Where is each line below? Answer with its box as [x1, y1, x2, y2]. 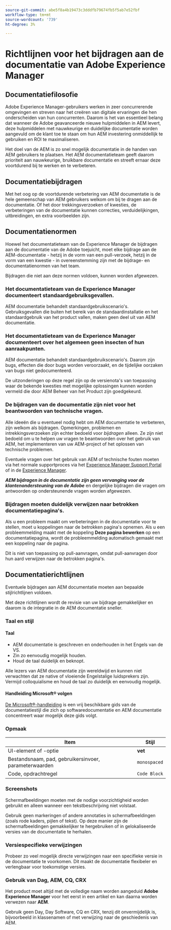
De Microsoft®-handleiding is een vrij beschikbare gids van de [5, 702, 136, 708]
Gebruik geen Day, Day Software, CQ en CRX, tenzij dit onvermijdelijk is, [5, 909, 157, 915]
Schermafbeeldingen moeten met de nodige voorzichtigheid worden [5, 797, 149, 803]
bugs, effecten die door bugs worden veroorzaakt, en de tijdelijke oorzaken [5, 362, 163, 368]
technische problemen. [5, 446, 54, 452]
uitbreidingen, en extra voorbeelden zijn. [5, 213, 91, 219]
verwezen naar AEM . [5, 899, 49, 905]
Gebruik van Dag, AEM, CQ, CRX [5, 877, 87, 884]
